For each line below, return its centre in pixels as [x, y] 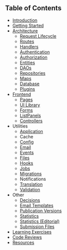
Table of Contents [33, 8]
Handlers [29, 46]
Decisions [30, 200]
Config [27, 142]
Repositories [33, 73]
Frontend [22, 94]
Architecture [25, 31]
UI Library [30, 105]
